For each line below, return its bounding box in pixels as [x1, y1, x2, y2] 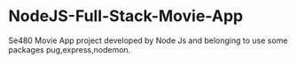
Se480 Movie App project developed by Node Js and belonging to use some [8, 35, 288, 46]
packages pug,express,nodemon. [8, 44, 131, 54]
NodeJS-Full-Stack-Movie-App [8, 6, 244, 26]
